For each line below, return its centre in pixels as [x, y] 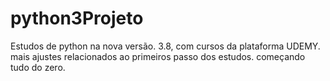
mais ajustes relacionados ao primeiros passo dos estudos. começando [158, 56]
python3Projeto [77, 18]
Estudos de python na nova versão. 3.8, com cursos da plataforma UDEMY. [165, 46]
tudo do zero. [38, 67]
